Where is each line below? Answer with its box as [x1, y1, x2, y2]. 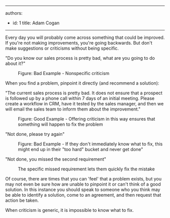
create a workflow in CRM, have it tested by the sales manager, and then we [5, 101, 164, 106]
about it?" [5, 60, 26, 66]
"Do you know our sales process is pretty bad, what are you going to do [5, 55, 155, 61]
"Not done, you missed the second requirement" [5, 156, 106, 162]
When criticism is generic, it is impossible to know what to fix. [5, 207, 134, 213]
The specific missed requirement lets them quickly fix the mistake [18, 166, 155, 172]
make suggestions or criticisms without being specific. [5, 45, 119, 51]
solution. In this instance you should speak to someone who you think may [5, 187, 160, 193]
